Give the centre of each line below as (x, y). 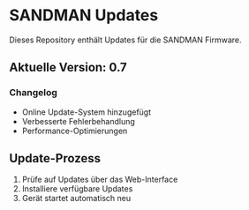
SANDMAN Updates (84, 15)
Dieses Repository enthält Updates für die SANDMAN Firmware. (125, 40)
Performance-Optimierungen (75, 131)
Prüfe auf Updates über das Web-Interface (100, 180)
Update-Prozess (55, 158)
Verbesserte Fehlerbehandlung (78, 121)
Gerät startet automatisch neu (76, 199)
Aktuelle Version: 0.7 (68, 67)
